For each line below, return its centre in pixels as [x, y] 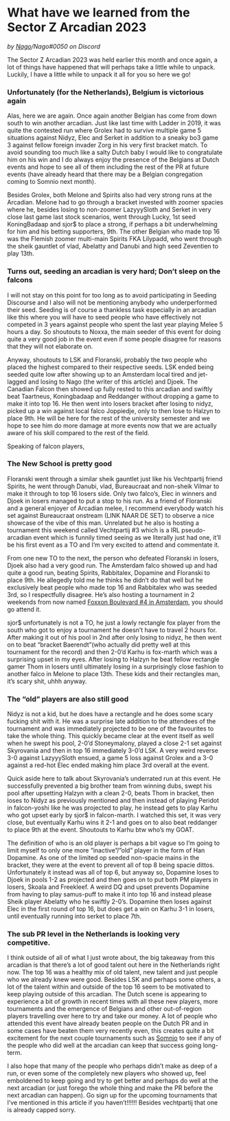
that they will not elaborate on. [50, 346]
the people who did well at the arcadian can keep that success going [104, 1045]
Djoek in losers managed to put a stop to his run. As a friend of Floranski [110, 501]
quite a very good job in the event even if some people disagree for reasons [114, 339]
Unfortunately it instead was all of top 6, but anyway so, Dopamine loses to [113, 872]
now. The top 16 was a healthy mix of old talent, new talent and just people [113, 972]
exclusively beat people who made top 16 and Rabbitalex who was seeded [112, 587]
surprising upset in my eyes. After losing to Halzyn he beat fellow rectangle [113, 659]
